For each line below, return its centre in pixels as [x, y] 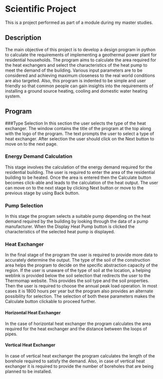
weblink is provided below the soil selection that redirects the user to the [78, 276]
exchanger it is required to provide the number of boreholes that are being [79, 366]
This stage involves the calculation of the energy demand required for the [79, 167]
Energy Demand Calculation [39, 156]
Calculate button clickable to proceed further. [51, 302]
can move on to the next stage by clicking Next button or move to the [74, 188]
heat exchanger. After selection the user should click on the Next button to [80, 139]
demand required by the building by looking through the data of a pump [77, 221]
